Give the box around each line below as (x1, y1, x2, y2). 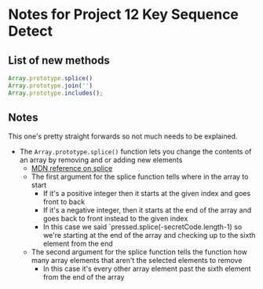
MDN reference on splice (31, 164, 113, 173)
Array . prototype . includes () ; (8, 89, 104, 97)
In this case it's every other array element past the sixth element (42, 264, 251, 273)
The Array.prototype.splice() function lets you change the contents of (19, 147, 252, 157)
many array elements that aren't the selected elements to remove (31, 256, 243, 265)
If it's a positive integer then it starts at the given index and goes (42, 189, 251, 198)
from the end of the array (42, 272, 125, 282)
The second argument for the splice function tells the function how (31, 247, 248, 257)
